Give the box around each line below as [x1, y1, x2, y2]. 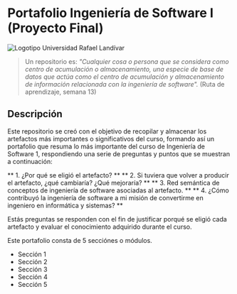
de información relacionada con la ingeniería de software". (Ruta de [24, 80, 225, 88]
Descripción [7, 108, 63, 120]
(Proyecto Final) [7, 20, 104, 36]
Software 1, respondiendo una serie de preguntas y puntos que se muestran [7, 149, 230, 158]
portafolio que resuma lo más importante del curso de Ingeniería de [7, 142, 205, 151]
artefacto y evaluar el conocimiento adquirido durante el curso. [7, 222, 192, 231]
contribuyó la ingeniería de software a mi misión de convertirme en [7, 193, 204, 202]
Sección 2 [17, 257, 48, 266]
